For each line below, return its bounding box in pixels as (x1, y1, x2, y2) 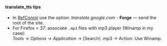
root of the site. (12, 20, 44, 26)
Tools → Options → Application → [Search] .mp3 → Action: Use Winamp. (12, 36, 162, 42)
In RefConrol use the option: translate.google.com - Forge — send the (12, 15, 157, 21)
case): (12, 30, 26, 36)
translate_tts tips (5, 4, 41, 10)
